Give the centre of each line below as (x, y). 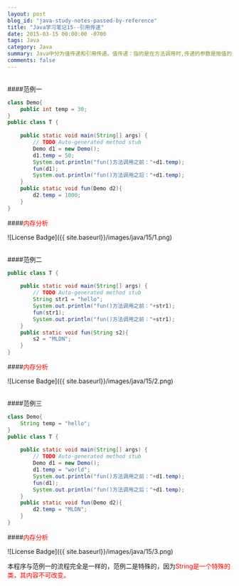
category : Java (30, 47)
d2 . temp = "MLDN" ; (60, 510)
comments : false (31, 61)
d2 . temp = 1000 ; (57, 195)
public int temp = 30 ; (54, 109)
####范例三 (25, 403)
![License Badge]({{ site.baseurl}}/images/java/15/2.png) (90, 381)
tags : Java (23, 41)
